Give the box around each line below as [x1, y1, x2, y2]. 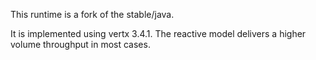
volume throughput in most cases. [10, 39, 151, 50]
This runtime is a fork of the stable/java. [10, 9, 175, 20]
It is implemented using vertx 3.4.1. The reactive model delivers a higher [10, 28, 307, 39]
